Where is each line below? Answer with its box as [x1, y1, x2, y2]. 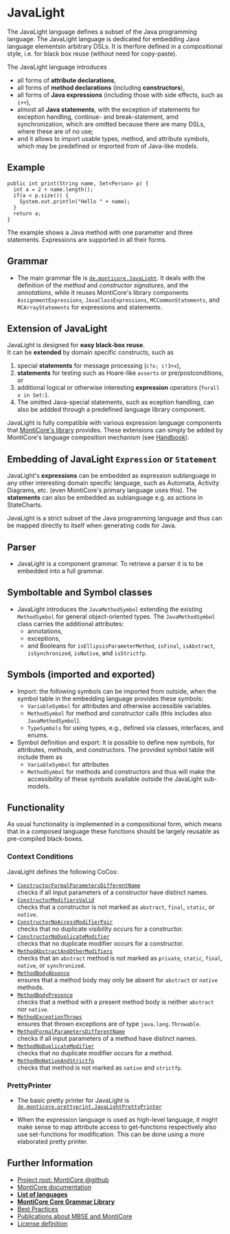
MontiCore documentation [16, 1182, 91, 1191]
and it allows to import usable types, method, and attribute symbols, [16, 134, 210, 142]
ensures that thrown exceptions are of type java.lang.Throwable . [16, 1020, 201, 1028]
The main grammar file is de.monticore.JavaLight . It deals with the [16, 274, 206, 282]
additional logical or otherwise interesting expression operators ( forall [16, 384, 220, 392]
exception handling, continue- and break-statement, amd [16, 112, 179, 121]
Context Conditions [7, 852, 74, 861]
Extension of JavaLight [7, 322, 108, 334]
